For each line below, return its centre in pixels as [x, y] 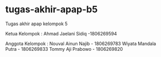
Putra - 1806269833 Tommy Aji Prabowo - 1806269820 [64, 49]
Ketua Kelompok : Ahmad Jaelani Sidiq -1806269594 [61, 33]
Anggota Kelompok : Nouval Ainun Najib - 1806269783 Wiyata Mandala [81, 43]
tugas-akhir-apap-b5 [52, 9]
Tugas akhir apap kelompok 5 [36, 24]
